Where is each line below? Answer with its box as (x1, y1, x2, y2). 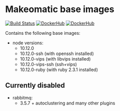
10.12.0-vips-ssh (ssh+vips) (20, 61, 77, 67)
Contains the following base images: (5, 30, 80, 36)
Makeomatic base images (5, 4, 114, 15)
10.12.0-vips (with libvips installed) (20, 55, 91, 62)
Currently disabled (5, 81, 65, 90)
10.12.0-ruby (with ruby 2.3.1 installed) (20, 67, 98, 73)
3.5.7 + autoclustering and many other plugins (20, 100, 115, 106)
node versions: (12, 39, 44, 46)
